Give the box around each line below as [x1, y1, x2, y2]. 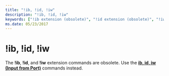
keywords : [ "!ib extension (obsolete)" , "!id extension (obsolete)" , [5, 17, 154, 22]
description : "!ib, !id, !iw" [5, 12, 69, 17]
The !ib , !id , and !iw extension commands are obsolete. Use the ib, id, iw [5, 60, 156, 66]
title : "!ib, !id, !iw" [5, 7, 55, 13]
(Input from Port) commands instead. [5, 65, 83, 71]
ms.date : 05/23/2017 [5, 21, 49, 27]
